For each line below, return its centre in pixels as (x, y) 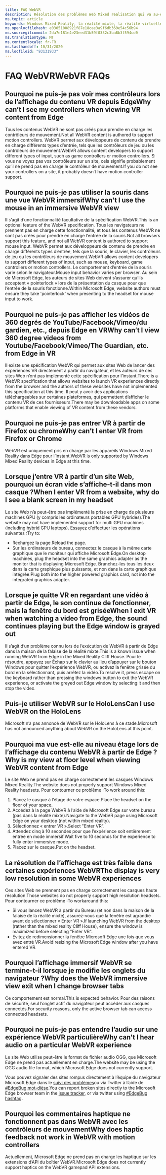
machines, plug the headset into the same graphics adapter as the (80, 558)
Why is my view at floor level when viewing (73, 760)
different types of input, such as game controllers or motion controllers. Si (80, 156)
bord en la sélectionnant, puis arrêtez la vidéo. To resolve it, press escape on (83, 672)
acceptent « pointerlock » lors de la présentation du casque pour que (76, 283)
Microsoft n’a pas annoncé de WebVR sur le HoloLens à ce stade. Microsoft (81, 723)
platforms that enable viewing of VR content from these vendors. (71, 408)
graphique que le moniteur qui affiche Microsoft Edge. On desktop (79, 553)
